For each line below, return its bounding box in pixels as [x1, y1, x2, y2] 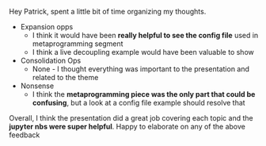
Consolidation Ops [20, 56, 82, 65]
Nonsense [20, 81, 55, 90]
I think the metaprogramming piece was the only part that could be [32, 90, 256, 98]
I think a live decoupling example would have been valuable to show [32, 48, 254, 56]
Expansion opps [20, 22, 74, 31]
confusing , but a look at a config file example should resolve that [32, 98, 245, 107]
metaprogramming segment [32, 39, 123, 48]
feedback [9, 130, 40, 140]
